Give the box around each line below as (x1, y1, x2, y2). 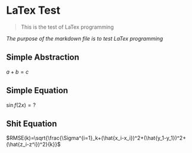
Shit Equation (6, 118, 57, 128)
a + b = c (6, 68, 29, 75)
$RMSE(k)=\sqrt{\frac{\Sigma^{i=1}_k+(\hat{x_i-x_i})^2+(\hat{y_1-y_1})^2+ (6, 134, 187, 142)
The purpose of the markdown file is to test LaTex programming (6, 35, 163, 42)
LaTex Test (6, 4, 61, 17)
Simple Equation (6, 85, 69, 96)
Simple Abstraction (6, 52, 79, 63)
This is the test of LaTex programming (20, 23, 114, 30)
